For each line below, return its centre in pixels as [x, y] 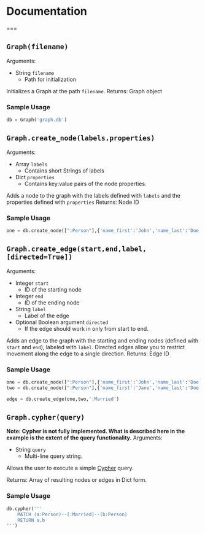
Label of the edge [47, 315]
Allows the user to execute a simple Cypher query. [70, 468]
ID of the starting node [53, 289]
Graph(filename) [37, 47]
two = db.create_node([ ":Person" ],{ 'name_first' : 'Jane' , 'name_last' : [97, 388]
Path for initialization [50, 79]
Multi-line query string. [53, 456]
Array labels [31, 164]
